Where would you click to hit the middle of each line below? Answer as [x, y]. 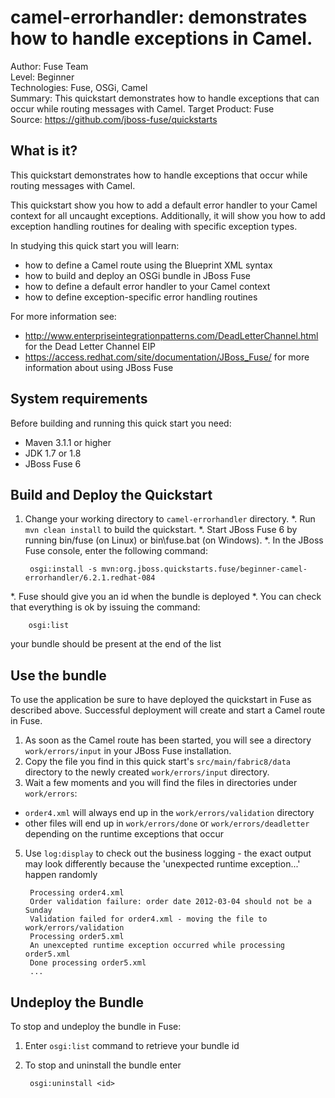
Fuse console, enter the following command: [116, 551]
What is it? [44, 151]
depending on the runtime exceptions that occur [124, 834]
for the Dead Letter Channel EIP [90, 346]
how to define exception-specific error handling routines [141, 297]
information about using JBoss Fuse [99, 367]
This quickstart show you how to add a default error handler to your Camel [164, 205]
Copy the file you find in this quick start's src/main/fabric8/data [157, 762]
